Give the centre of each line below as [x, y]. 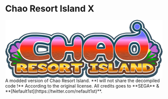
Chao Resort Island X [50, 9]
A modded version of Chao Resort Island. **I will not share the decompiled [82, 81]
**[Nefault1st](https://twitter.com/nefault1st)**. [54, 91]
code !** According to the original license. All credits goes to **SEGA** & [82, 86]
